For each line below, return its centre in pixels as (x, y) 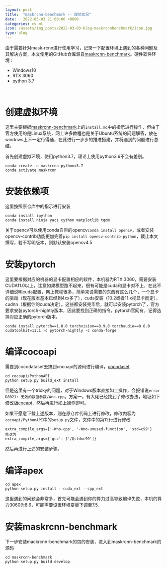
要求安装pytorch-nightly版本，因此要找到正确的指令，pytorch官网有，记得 (81, 310)
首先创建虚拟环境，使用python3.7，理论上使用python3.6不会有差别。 (76, 156)
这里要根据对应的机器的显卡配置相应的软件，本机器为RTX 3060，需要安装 (81, 279)
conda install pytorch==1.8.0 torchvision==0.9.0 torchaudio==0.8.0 (78, 326)
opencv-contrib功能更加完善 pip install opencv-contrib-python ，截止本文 (82, 236)
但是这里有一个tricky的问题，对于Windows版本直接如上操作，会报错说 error (83, 390)
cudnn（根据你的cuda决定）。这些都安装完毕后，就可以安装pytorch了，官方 (82, 304)
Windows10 (24, 70)
